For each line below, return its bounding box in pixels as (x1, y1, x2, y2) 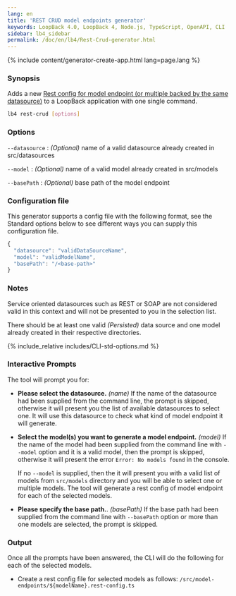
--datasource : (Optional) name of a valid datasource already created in (7, 143, 215, 152)
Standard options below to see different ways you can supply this (7, 219, 197, 228)
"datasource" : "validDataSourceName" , (13, 247, 128, 254)
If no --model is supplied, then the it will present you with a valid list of (17, 468, 221, 477)
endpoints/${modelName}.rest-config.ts (17, 583, 135, 590)
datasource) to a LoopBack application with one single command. (7, 97, 198, 106)
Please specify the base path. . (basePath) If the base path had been (17, 505, 219, 513)
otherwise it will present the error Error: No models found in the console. (17, 455, 230, 463)
